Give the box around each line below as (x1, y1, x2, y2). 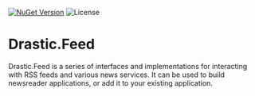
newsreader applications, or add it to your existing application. (8, 78, 214, 87)
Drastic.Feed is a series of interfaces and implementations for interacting (8, 61, 248, 71)
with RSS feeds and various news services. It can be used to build (8, 70, 226, 79)
